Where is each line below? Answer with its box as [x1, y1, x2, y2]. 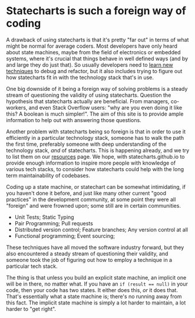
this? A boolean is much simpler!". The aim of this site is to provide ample [6, 110, 184, 117]
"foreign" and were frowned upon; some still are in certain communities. [6, 202, 181, 209]
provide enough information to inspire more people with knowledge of [6, 159, 176, 166]
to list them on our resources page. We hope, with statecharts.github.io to [6, 153, 185, 160]
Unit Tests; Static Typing [14, 214, 75, 221]
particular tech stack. [6, 263, 58, 270]
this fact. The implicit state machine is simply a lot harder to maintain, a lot [6, 299, 186, 306]
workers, [6, 104, 28, 111]
